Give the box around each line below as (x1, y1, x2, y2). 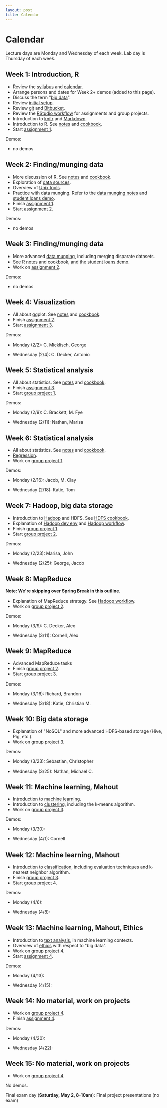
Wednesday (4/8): (12, 909, 50, 915)
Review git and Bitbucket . (12, 105, 65, 111)
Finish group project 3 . (12, 875, 59, 881)
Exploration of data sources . (12, 179, 71, 185)
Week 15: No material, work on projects (5, 1059, 130, 1068)
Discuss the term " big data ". (12, 94, 71, 101)
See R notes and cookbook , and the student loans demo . (12, 259, 130, 265)
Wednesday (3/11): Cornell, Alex (12, 632, 79, 638)
